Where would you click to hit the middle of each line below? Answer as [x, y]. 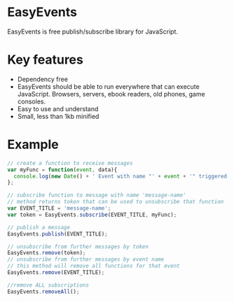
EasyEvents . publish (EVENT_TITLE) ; [58, 234]
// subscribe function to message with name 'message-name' [97, 195]
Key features [46, 60]
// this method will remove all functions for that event [94, 266]
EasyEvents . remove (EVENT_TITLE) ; [56, 273]
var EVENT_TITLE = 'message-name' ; [59, 208]
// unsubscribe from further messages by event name [86, 259]
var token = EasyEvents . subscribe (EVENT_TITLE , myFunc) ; [92, 215]
